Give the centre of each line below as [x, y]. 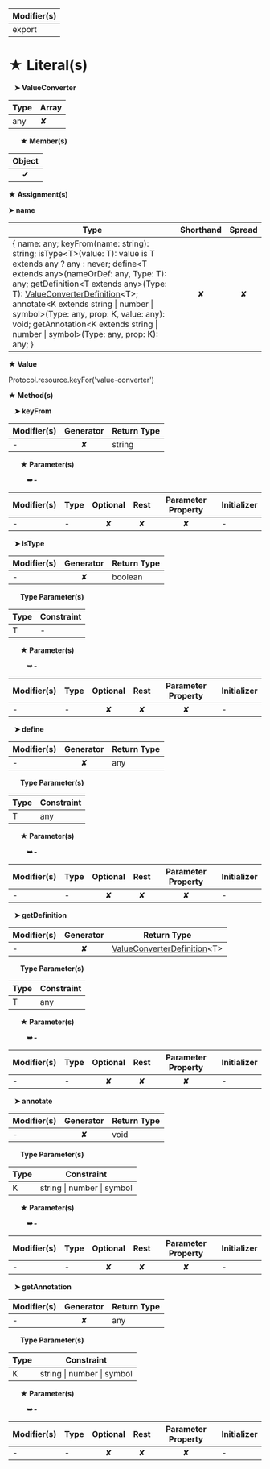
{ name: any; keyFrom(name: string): [81, 243]
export [25, 29]
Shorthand [201, 230]
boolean [127, 577]
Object [25, 160]
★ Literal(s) [48, 66]
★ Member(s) [43, 141]
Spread [243, 230]
